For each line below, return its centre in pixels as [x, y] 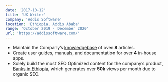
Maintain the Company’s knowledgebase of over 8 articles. [74, 48]
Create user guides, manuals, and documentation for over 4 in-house [85, 53]
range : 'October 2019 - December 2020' [47, 29]
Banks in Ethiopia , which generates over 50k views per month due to [84, 69]
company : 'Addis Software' [34, 19]
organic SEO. [26, 74]
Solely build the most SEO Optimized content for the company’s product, [88, 64]
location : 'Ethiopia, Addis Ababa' [43, 24]
